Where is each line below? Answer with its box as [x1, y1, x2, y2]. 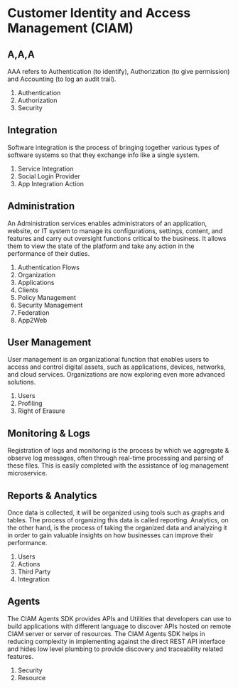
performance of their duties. [7, 249, 90, 257]
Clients [17, 286, 39, 294]
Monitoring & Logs [7, 427, 91, 439]
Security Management [17, 301, 83, 309]
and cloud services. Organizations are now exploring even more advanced [7, 370, 225, 379]
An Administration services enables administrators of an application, [7, 219, 207, 227]
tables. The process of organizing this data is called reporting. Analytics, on [7, 516, 229, 525]
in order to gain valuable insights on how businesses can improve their [7, 531, 214, 539]
